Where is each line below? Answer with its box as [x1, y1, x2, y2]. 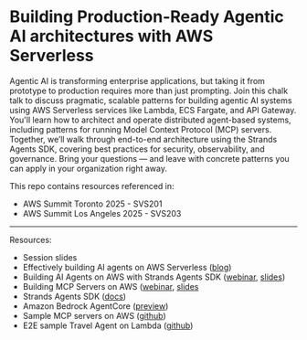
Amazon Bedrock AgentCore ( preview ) [22, 300, 169, 312]
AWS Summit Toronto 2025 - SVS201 [22, 198, 163, 209]
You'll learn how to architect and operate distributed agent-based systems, [9, 114, 291, 125]
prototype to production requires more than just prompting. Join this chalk [9, 85, 289, 96]
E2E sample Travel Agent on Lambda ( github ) [22, 320, 194, 331]
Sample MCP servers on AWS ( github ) [22, 310, 166, 321]
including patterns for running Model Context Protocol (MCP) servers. [9, 123, 272, 134]
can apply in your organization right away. [9, 163, 167, 174]
